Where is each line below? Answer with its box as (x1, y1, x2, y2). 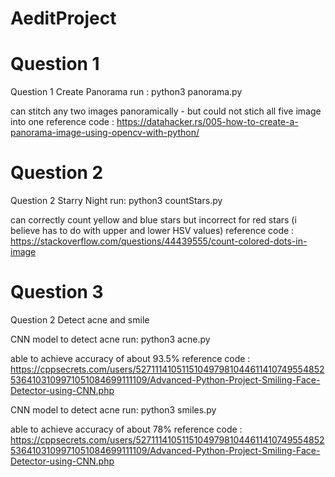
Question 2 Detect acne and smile (10, 314, 150, 326)
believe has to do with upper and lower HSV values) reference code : (10, 225, 295, 237)
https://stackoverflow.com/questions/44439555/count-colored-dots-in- (10, 235, 308, 247)
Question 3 (10, 281, 104, 304)
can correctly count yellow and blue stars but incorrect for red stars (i (10, 214, 297, 226)
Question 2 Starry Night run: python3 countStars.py (10, 195, 223, 207)
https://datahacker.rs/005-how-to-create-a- (116, 116, 299, 128)
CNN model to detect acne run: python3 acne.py (10, 333, 211, 345)
